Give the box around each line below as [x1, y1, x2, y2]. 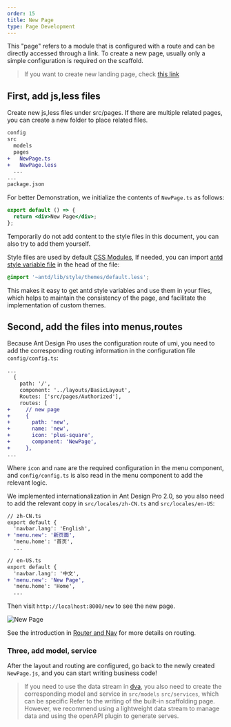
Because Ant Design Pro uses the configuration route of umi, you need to [7, 339, 215, 348]
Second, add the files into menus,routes [7, 321, 183, 332]
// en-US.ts [7, 557, 41, 564]
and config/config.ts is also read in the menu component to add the [7, 471, 203, 479]
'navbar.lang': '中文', [13, 570, 79, 577]
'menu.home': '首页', [13, 538, 74, 546]
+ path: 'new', [7, 419, 70, 426]
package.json [7, 181, 45, 188]
